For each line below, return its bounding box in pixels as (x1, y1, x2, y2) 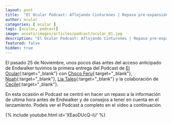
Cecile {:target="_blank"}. (5, 81, 59, 87)
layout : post (5, 7, 33, 13)
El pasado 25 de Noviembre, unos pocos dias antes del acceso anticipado (5, 59, 162, 65)
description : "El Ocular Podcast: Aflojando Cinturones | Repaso (5, 36, 147, 41)
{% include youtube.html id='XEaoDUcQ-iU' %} (5, 112, 106, 118)
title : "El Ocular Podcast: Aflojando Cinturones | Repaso (5, 12, 137, 17)
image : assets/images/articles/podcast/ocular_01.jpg (5, 31, 123, 36)
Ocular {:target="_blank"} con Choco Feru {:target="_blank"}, (5, 70, 133, 77)
